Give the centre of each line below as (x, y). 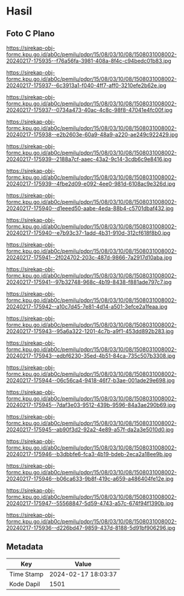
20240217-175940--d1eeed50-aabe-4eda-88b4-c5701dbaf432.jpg (90, 208)
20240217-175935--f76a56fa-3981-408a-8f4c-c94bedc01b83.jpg (89, 61)
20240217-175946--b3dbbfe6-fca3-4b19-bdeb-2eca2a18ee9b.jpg (89, 454)
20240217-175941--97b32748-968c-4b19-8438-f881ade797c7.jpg (89, 282)
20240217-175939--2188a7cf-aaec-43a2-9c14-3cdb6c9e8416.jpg (89, 159)
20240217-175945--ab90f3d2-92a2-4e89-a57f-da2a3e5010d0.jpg (90, 430)
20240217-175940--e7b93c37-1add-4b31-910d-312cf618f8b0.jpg (88, 233)
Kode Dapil (25, 584)
